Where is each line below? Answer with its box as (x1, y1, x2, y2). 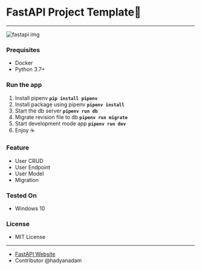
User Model (14, 170, 44, 177)
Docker (14, 59, 33, 66)
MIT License (14, 233, 46, 241)
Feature (6, 144, 29, 152)
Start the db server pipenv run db (14, 107, 98, 114)
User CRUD (14, 157, 44, 164)
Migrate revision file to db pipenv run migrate (14, 113, 128, 120)
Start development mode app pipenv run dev (14, 120, 126, 127)
